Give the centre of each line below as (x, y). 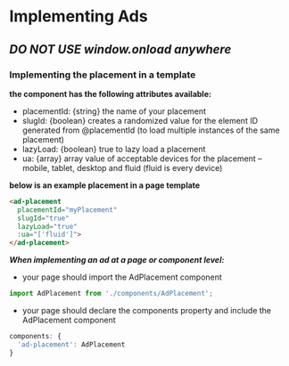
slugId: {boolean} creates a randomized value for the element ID (140, 120)
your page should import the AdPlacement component (122, 277)
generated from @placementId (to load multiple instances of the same (151, 130)
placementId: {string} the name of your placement (114, 111)
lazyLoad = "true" (47, 226)
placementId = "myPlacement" (67, 210)
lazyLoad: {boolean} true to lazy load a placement (114, 149)
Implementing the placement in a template (103, 75)
